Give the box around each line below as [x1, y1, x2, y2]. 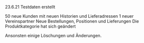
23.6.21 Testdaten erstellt [5, 4, 56, 10]
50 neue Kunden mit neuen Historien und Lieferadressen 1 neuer [5, 13, 134, 19]
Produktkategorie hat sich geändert [5, 23, 76, 29]
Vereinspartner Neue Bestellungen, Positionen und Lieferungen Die [5, 19, 139, 24]
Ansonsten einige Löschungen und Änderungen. [5, 33, 102, 38]
